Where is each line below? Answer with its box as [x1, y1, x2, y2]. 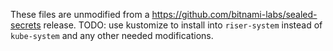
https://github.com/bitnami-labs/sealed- [151, 9, 318, 20]
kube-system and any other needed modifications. [10, 30, 214, 41]
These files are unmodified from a [10, 9, 150, 20]
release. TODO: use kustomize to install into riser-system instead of [43, 19, 323, 31]
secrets [10, 19, 42, 31]
